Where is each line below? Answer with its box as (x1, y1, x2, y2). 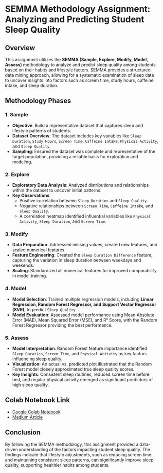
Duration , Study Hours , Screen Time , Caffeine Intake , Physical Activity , (12, 138, 159, 144)
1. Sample (5, 111, 28, 118)
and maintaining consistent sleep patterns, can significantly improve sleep (5, 457, 154, 463)
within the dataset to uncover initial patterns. (12, 187, 102, 193)
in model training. (12, 273, 47, 279)
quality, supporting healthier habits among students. (5, 462, 109, 468)
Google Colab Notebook (12, 409, 61, 415)
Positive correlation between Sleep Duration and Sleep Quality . (19, 197, 148, 203)
